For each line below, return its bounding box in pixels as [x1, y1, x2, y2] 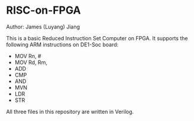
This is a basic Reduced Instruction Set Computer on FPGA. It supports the [6, 34, 188, 42]
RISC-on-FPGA [6, 4, 81, 17]
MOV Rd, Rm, [14, 59, 47, 66]
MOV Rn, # [14, 52, 41, 59]
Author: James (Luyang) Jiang [6, 23, 80, 30]
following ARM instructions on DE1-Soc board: [6, 41, 119, 48]
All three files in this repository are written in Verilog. [6, 108, 134, 115]
